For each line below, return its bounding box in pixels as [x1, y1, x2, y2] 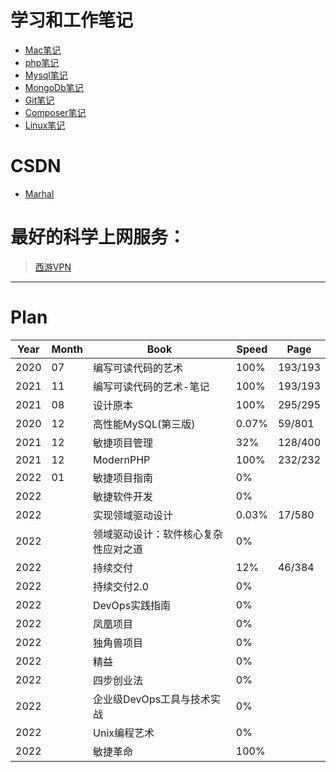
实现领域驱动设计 [93, 508, 174, 522]
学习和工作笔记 [10, 9, 134, 32]
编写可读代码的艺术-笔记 [93, 379, 210, 393]
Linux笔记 [24, 119, 66, 131]
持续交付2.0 [93, 579, 150, 593]
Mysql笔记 [24, 69, 68, 81]
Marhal [24, 187, 55, 200]
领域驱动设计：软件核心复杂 [93, 527, 224, 541]
